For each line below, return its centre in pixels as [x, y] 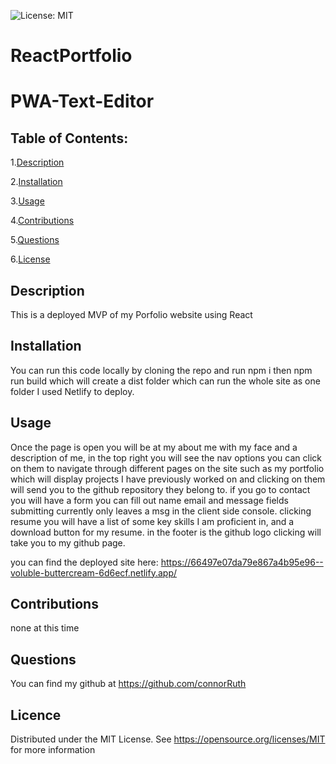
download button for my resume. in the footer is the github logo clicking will [166, 532]
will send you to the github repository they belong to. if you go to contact [160, 489]
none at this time [45, 628]
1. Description [37, 162]
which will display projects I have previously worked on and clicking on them [168, 479]
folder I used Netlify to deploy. [72, 391]
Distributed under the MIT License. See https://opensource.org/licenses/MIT [168, 739]
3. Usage [27, 201]
